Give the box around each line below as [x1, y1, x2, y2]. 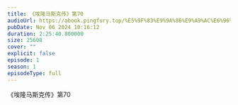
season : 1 [7, 63, 37, 70]
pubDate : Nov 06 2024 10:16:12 [7, 23, 100, 31]
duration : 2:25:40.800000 [7, 30, 84, 38]
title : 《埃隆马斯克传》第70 [7, 10, 84, 18]
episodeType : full [7, 70, 62, 77]
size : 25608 [7, 37, 42, 44]
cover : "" [7, 43, 37, 50]
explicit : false [7, 50, 55, 57]
